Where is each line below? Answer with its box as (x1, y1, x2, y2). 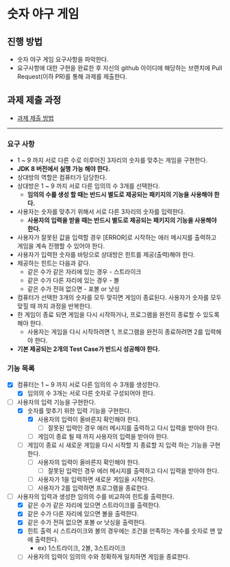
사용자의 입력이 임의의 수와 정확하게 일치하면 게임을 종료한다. (27, 553, 190, 561)
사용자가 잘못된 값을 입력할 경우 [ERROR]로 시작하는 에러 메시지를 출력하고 (16, 233, 217, 242)
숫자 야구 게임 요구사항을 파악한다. (16, 56, 109, 63)
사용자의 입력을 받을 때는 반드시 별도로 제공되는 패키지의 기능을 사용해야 (27, 216, 217, 224)
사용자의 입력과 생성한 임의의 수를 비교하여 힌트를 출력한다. (16, 492, 175, 501)
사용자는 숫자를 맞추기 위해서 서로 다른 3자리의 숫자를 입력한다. (16, 207, 186, 216)
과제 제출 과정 (7, 94, 62, 106)
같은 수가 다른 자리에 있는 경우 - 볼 (27, 276, 120, 285)
